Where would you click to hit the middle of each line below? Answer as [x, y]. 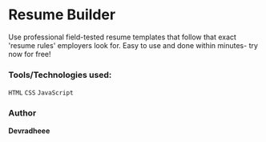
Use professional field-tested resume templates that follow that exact [122, 37]
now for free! [30, 54]
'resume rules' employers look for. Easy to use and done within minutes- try [133, 45]
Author [22, 113]
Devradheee [29, 131]
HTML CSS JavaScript [41, 93]
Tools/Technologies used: [60, 75]
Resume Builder [62, 15]
